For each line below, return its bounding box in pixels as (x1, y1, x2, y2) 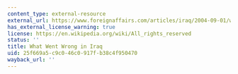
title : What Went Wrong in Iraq (7, 43, 103, 50)
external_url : (7, 17, 50, 24)
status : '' (7, 37, 40, 44)
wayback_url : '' (7, 56, 55, 63)
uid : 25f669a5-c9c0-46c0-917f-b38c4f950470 (7, 50, 138, 57)
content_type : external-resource (7, 10, 106, 18)
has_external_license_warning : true (7, 23, 115, 30)
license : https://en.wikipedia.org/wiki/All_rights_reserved (7, 30, 192, 37)
